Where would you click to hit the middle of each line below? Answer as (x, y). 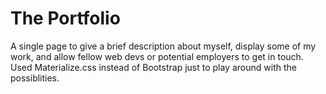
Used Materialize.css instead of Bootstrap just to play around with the (153, 67)
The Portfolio (65, 18)
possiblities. (35, 78)
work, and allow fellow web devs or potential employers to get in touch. (157, 56)
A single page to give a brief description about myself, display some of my (163, 46)
